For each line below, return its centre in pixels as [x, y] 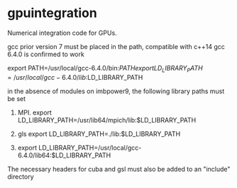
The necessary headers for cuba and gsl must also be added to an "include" [119, 169]
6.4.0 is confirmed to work [46, 54]
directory [21, 177]
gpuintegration [52, 13]
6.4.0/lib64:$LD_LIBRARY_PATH [64, 155]
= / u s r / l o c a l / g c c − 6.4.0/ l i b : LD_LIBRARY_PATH [75, 77]
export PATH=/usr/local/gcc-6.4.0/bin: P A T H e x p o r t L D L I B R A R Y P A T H [105, 69]
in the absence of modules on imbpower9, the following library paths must [116, 91]
